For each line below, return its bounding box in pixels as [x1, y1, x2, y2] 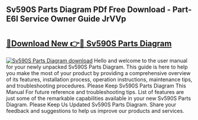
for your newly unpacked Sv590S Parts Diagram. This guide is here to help [6, 63, 188, 70]
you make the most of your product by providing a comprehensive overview [6, 70, 191, 76]
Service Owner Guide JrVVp [20, 14, 126, 24]
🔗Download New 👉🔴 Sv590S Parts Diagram [6, 38, 172, 48]
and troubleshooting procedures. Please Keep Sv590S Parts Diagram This [6, 82, 186, 89]
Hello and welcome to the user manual [93, 57, 188, 64]
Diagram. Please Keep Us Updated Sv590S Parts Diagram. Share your [6, 101, 177, 108]
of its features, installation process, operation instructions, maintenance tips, [6, 76, 193, 83]
